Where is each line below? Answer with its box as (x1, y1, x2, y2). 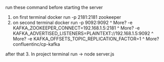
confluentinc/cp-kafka (12, 41, 60, 47)
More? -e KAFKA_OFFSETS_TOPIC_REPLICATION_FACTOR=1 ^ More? (12, 36, 159, 42)
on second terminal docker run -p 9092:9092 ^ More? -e (12, 20, 133, 25)
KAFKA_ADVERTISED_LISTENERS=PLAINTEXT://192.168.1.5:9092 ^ (12, 30, 154, 36)
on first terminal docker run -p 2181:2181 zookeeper (12, 14, 121, 20)
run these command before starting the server (5, 5, 104, 10)
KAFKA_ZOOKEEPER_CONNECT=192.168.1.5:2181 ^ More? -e (12, 25, 140, 31)
